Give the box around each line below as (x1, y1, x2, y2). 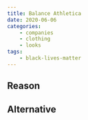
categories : (7, 23, 41, 29)
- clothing (19, 36, 51, 43)
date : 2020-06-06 (7, 16, 57, 23)
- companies (19, 29, 54, 36)
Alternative (7, 104, 56, 115)
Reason (7, 80, 41, 92)
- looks (19, 42, 41, 49)
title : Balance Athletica (7, 10, 81, 17)
